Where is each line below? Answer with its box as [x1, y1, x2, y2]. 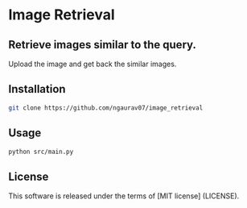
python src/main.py [8, 148, 74, 156]
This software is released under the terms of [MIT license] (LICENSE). [8, 191, 240, 201]
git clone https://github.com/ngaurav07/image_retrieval [8, 103, 204, 112]
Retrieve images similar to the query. [8, 38, 197, 52]
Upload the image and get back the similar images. [8, 59, 177, 69]
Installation [8, 82, 66, 96]
